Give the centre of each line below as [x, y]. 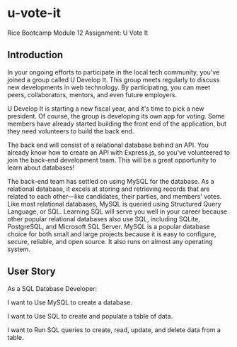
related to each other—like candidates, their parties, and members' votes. [115, 196]
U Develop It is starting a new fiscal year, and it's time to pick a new [106, 109]
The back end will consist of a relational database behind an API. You [108, 145]
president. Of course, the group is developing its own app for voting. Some [116, 116]
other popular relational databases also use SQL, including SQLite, [104, 219]
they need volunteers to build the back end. [71, 131]
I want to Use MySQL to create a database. [70, 302]
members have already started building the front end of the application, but [117, 123]
